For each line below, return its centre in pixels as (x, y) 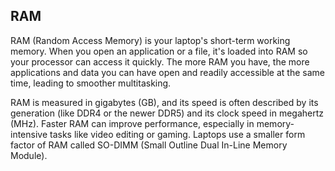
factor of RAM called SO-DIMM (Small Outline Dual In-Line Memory (149, 145)
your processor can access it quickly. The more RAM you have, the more (160, 61)
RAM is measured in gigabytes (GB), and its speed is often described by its (164, 102)
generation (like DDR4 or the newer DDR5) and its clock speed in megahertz (167, 113)
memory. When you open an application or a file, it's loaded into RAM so (159, 51)
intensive (29, 134)
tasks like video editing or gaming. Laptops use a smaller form (177, 134)
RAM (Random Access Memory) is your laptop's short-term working (150, 40)
